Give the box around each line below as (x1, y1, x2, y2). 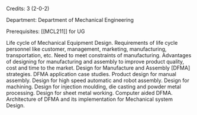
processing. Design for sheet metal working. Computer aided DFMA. (6, 90, 173, 96)
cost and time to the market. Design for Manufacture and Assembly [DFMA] (6, 64, 190, 71)
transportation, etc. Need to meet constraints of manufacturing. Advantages (6, 52, 192, 58)
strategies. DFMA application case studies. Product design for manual (6, 71, 176, 77)
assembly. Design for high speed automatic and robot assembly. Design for (6, 77, 189, 84)
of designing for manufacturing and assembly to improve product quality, (6, 58, 185, 65)
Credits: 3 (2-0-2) (6, 5, 50, 12)
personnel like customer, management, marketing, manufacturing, (6, 45, 167, 52)
